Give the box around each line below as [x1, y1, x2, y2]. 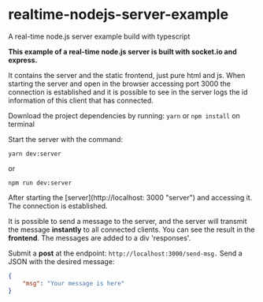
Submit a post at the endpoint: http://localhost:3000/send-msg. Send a [8, 248, 243, 258]
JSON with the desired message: [8, 256, 115, 266]
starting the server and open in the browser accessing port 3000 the [8, 79, 231, 88]
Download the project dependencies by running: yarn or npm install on [8, 110, 240, 120]
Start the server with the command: [8, 134, 124, 144]
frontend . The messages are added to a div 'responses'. [8, 233, 191, 242]
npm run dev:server [8, 179, 72, 187]
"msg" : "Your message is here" [22, 279, 125, 287]
